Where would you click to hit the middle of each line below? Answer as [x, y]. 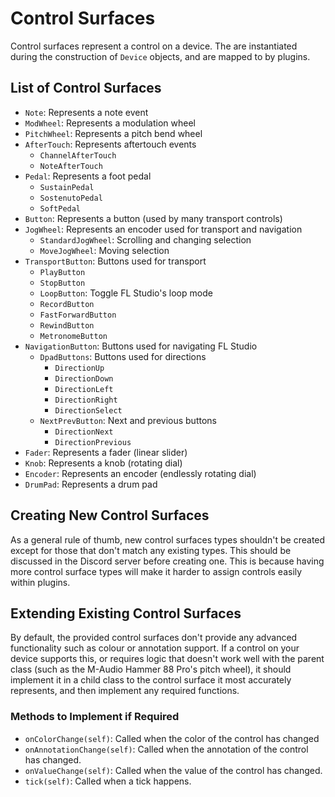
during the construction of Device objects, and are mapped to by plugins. [160, 56]
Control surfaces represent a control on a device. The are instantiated [154, 46]
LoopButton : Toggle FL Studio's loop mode [126, 293]
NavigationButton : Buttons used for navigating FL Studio [141, 346]
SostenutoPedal [71, 198]
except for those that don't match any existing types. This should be [151, 550]
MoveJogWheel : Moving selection [104, 250]
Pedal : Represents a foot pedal [88, 176]
